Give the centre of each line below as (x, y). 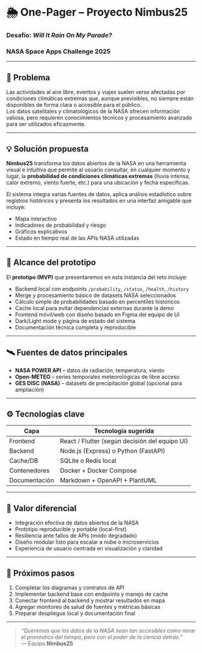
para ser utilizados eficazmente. (46, 124)
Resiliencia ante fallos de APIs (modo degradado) (76, 536)
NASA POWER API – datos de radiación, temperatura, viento (90, 370)
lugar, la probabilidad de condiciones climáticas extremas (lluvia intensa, (98, 176)
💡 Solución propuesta (47, 149)
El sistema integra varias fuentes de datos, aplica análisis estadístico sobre (99, 194)
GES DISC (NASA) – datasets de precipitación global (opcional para (98, 383)
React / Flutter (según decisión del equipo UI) (124, 441)
